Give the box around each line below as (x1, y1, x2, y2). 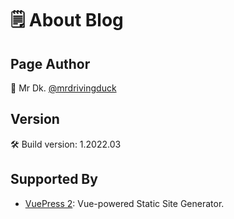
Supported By (10, 171, 98, 188)
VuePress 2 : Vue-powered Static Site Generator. (24, 197, 225, 209)
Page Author (10, 55, 91, 72)
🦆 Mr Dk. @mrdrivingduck (10, 82, 117, 94)
